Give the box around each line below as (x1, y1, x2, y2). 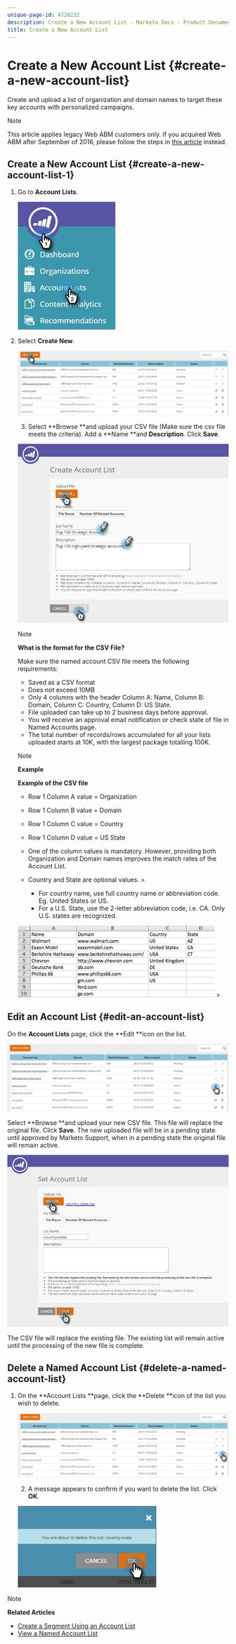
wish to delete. (17, 1399, 60, 1408)
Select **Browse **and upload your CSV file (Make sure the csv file (27, 422, 226, 430)
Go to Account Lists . (17, 188, 79, 196)
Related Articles (7, 1607, 55, 1617)
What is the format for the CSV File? (17, 643, 125, 652)
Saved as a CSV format (27, 678, 96, 686)
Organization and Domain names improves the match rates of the (27, 854, 217, 863)
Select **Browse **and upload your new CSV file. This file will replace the (7, 1118, 223, 1126)
